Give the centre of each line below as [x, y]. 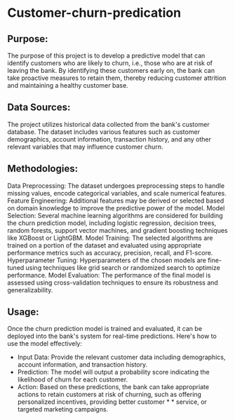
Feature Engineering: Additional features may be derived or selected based [116, 201]
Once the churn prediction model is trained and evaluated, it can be [105, 329]
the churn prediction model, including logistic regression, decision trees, [112, 223]
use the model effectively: [45, 344]
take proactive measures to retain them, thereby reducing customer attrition [117, 78]
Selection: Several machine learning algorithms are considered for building [115, 215]
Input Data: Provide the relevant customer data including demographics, [121, 357]
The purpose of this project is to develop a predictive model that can [106, 55]
